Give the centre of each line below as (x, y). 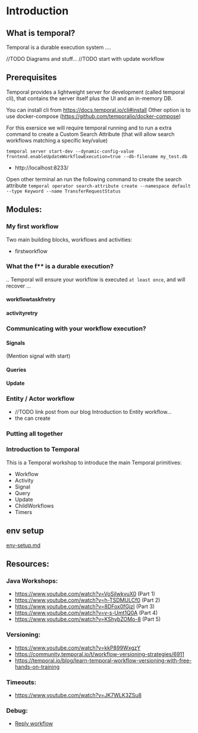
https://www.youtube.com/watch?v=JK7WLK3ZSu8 (78, 695)
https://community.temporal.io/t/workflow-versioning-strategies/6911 (99, 654)
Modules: (24, 210)
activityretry (22, 313)
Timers (23, 512)
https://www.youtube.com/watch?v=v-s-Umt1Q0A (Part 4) (86, 613)
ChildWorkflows (34, 506)
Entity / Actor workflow (40, 399)
